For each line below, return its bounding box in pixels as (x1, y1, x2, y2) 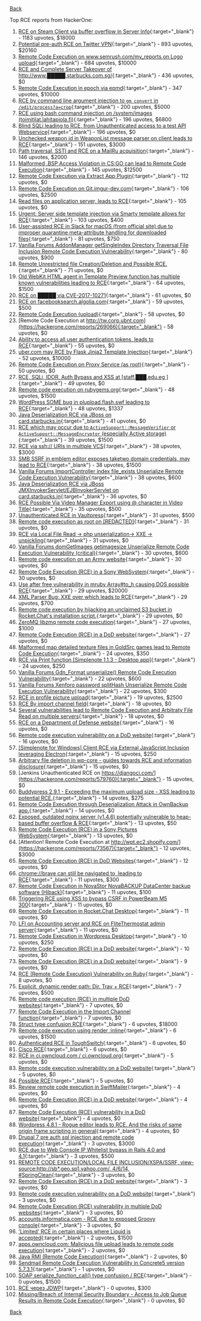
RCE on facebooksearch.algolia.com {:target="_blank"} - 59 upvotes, (18, 298, 185, 305)
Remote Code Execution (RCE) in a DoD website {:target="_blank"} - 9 (18, 958, 187, 964)
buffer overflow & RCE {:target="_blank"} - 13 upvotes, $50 (35, 820, 177, 827)
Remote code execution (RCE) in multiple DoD (18, 996, 130, 1002)
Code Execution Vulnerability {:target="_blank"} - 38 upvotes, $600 (18, 474, 182, 481)
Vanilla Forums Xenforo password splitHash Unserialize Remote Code (18, 681, 187, 688)
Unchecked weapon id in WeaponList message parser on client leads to (18, 135, 193, 141)
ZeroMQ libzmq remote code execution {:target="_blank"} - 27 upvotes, (18, 619, 191, 626)
